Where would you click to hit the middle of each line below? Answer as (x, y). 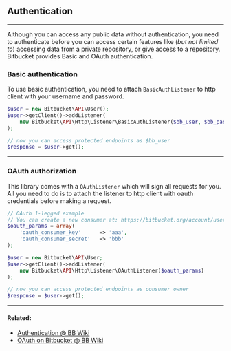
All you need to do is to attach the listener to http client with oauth (100, 193)
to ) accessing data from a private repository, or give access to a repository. (114, 49)
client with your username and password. (66, 96)
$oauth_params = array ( (41, 226)
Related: (20, 318)
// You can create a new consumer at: (63, 220)
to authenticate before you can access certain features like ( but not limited (113, 41)
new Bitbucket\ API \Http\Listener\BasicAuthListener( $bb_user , (110, 122)
